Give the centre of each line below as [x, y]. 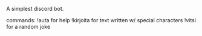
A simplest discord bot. [35, 9]
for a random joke [28, 27]
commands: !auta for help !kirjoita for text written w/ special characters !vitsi [101, 20]
